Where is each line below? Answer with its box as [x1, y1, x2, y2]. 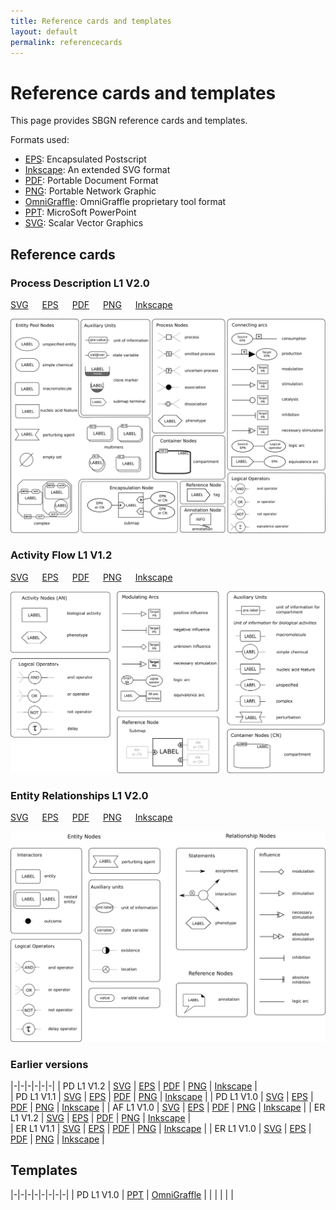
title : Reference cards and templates [10, 16, 172, 26]
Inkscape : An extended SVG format [24, 164, 171, 176]
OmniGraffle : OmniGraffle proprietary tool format [24, 196, 227, 208]
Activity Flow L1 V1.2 [10, 548, 113, 562]
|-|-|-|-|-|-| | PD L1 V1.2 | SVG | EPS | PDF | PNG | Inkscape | [10, 1080, 258, 1092]
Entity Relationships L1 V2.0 [10, 788, 149, 802]
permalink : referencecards [10, 37, 123, 47]
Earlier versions [10, 1057, 89, 1071]
